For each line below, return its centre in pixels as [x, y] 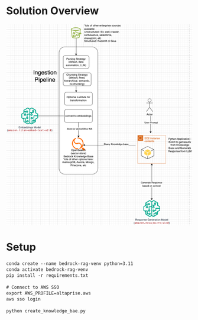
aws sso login [24, 299]
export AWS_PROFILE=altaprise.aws [49, 293]
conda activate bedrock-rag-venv [47, 269]
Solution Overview [53, 11]
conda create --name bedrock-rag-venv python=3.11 [70, 264]
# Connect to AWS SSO [33, 287]
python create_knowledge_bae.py [46, 311]
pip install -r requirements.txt [47, 275]
